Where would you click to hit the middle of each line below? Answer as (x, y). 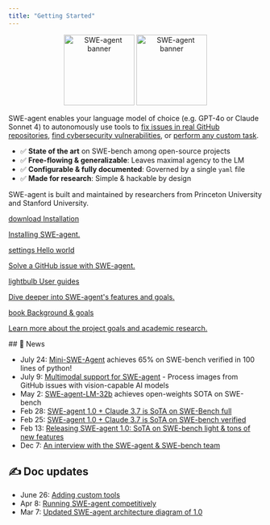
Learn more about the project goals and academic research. (108, 328)
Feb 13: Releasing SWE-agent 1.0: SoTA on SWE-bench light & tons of (135, 428)
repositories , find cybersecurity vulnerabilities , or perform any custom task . (134, 135)
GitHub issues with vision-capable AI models (94, 385)
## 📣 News (27, 343)
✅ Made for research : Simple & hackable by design (106, 178)
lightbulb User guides (44, 281)
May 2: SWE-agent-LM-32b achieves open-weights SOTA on (121, 393)
